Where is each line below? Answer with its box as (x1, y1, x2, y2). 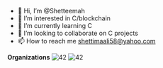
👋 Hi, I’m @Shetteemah (17, 7, 85, 15)
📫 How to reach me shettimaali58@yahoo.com (17, 37, 156, 45)
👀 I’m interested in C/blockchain (17, 14, 111, 22)
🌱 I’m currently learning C (17, 22, 93, 29)
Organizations (7, 53, 50, 61)
